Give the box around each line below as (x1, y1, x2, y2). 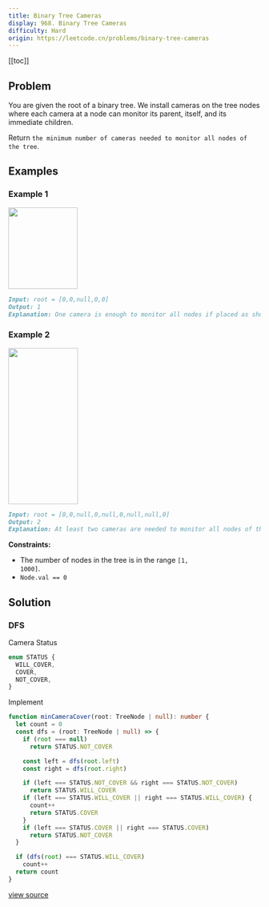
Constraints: (8, 540, 51, 549)
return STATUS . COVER (29, 809, 98, 817)
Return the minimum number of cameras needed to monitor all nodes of (8, 133, 248, 142)
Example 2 (8, 329, 50, 340)
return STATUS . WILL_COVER (29, 786, 116, 795)
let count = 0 (15, 720, 62, 728)
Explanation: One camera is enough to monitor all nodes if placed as (8, 310, 249, 319)
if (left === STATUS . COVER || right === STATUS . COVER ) (22, 824, 210, 832)
